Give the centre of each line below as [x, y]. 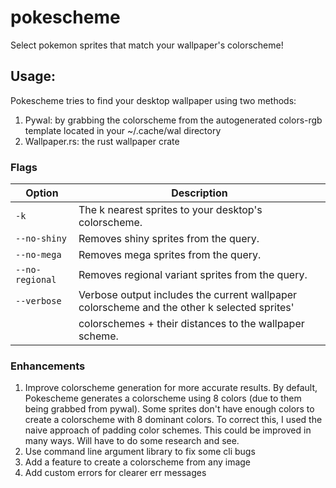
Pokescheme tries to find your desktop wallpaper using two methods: [153, 100]
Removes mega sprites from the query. [170, 255]
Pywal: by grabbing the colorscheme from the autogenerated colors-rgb [173, 120]
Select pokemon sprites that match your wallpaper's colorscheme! [147, 45]
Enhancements [48, 366]
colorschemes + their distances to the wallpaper [191, 324]
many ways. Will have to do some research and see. [132, 441]
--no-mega [38, 255]
